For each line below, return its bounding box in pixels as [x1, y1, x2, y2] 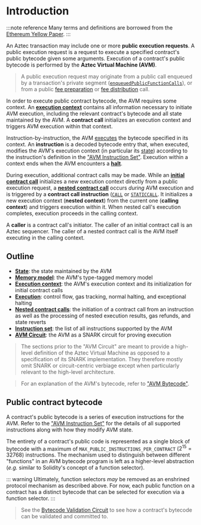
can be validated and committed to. [20, 513, 109, 520]
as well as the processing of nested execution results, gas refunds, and [14, 312, 191, 319]
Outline [6, 251, 34, 262]
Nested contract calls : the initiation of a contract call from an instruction [14, 305, 194, 313]
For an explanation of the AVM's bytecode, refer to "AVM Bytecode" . [20, 380, 190, 387]
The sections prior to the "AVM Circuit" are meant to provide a [20, 343, 174, 350]
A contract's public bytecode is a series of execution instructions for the [6, 413, 184, 421]
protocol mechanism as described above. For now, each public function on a [6, 482, 195, 490]
